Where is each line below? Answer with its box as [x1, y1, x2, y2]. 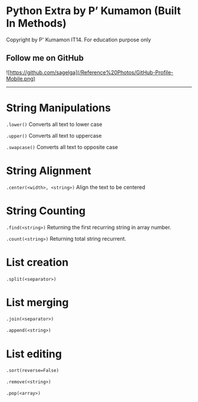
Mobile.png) [6, 75, 36, 82]
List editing [6, 347, 62, 360]
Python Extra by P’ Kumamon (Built [6, 4, 181, 18]
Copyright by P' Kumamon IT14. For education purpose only [6, 36, 151, 43]
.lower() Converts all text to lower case [6, 121, 103, 128]
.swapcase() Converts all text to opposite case [6, 143, 118, 151]
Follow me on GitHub [6, 53, 84, 63]
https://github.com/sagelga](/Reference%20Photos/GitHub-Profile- [9, 69, 174, 76]
